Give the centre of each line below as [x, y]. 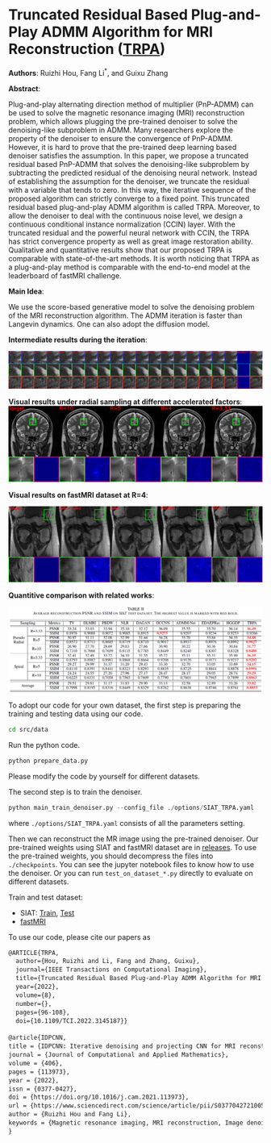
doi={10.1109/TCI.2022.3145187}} [72, 1021]
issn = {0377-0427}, [43, 1089]
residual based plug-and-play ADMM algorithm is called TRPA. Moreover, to [134, 206]
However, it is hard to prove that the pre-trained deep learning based [123, 147]
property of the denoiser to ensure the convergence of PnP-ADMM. [121, 138]
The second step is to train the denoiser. [75, 791]
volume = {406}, [35, 1063]
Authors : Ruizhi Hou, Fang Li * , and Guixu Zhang [88, 72]
